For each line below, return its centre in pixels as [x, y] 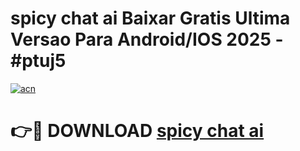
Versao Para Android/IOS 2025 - [147, 39]
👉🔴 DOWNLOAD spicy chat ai [137, 131]
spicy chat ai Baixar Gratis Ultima [150, 18]
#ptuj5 [38, 61]
